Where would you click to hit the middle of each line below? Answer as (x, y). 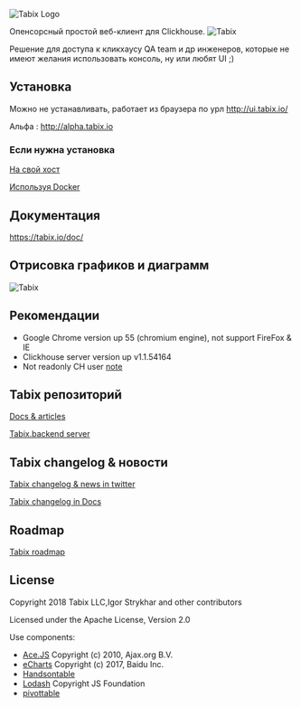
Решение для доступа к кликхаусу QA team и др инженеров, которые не (150, 49)
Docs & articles (38, 417)
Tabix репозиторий (66, 395)
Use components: (42, 636)
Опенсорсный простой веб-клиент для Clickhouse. (108, 31)
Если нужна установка (62, 149)
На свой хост (35, 170)
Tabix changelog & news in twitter (72, 485)
